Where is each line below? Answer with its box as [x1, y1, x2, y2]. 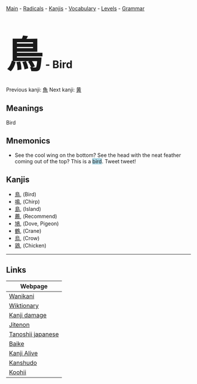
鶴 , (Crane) [14, 228, 42, 235]
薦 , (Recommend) [14, 213, 57, 220]
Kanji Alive [9, 349, 38, 358]
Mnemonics [6, 136, 51, 146]
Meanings [6, 104, 44, 114]
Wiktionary [9, 301, 39, 310]
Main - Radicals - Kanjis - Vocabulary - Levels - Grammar [6, 5, 145, 12]
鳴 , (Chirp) [14, 198, 40, 205]
